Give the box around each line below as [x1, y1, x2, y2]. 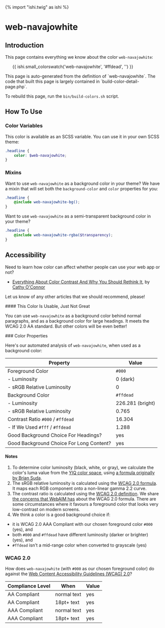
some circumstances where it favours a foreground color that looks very [12, 501, 159, 507]
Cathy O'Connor [12, 284, 46, 290]
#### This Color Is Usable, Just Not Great [5, 303, 90, 309]
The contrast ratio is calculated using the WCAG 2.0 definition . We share [12, 490, 159, 496]
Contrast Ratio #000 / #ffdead [7, 415, 74, 422]
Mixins [5, 169, 22, 176]
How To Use [5, 108, 43, 116]
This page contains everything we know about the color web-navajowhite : [5, 54, 153, 60]
